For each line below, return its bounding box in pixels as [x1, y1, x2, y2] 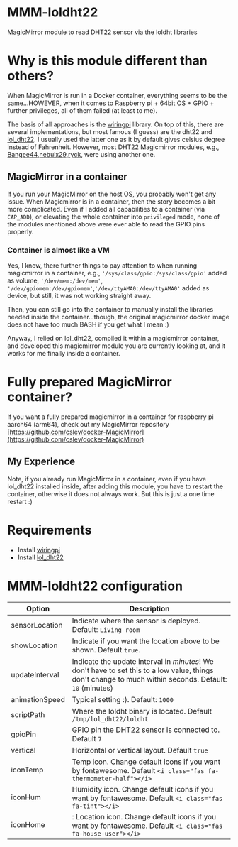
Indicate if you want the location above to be [72, 636, 220, 646]
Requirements [7, 522, 92, 538]
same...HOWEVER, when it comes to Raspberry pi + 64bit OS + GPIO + [7, 99, 215, 107]
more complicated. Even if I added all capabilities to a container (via [7, 204, 205, 213]
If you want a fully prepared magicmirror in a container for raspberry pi [7, 412, 214, 421]
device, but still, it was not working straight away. [7, 291, 152, 300]
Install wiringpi [17, 545, 60, 554]
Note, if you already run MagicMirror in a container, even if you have [7, 474, 207, 483]
